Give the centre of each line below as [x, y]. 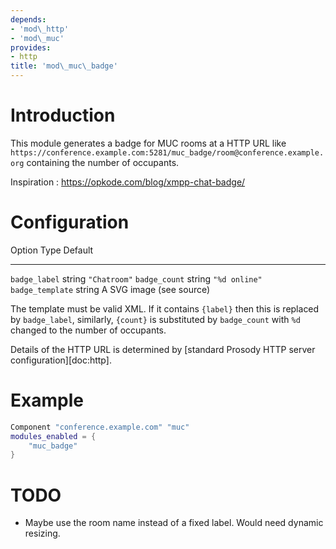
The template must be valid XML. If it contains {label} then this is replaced [165, 308]
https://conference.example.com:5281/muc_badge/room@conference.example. [167, 152]
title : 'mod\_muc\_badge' [64, 66]
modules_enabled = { [53, 436]
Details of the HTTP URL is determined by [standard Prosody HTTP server [163, 349]
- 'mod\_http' [40, 29]
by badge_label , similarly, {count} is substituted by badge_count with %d [155, 319]
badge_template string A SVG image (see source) [110, 289]
